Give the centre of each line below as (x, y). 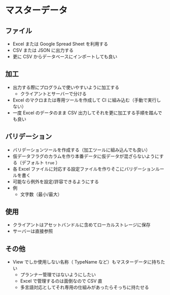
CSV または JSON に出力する (43, 50)
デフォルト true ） (41, 162)
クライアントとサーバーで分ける (54, 93)
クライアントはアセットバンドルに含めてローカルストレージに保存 (81, 225)
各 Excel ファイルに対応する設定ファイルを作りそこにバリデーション (84, 169)
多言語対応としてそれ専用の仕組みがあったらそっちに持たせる (84, 287)
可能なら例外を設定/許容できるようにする (56, 181)
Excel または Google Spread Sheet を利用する (60, 44)
